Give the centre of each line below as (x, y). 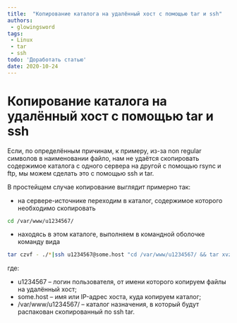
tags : (15, 33)
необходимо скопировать (57, 208)
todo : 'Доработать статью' (47, 60)
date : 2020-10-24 (33, 66)
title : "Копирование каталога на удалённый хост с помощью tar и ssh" (115, 14)
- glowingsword (32, 27)
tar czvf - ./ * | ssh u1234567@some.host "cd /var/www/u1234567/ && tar (113, 255)
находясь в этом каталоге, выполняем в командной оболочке (111, 234)
